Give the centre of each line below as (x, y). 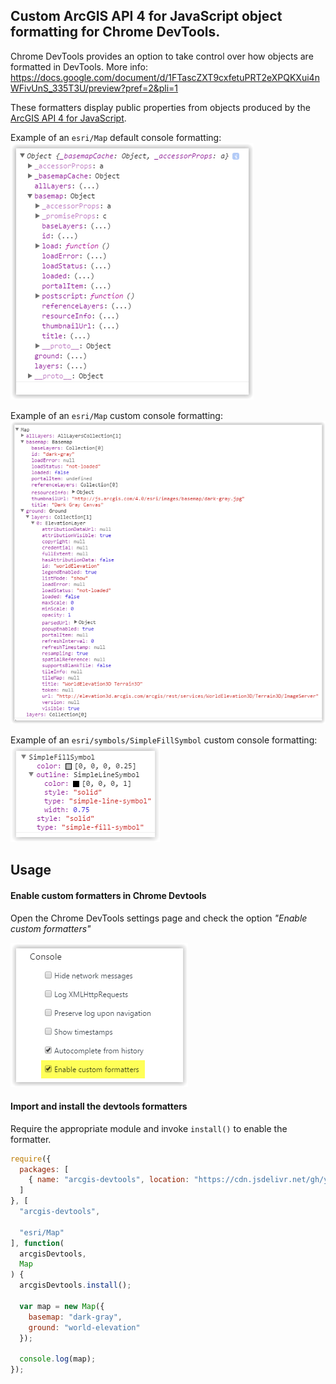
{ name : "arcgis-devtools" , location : (109, 1180)
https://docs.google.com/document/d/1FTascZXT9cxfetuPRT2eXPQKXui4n (165, 77)
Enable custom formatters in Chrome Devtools (108, 895)
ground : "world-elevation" (84, 1327)
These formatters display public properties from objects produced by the (160, 107)
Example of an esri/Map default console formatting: (116, 137)
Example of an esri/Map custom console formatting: (116, 415)
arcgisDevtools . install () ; (75, 1285)
